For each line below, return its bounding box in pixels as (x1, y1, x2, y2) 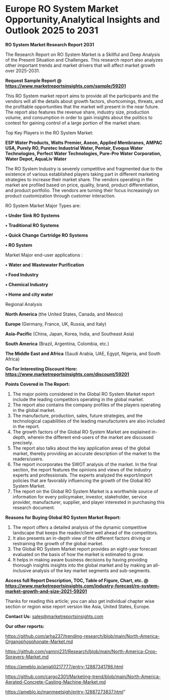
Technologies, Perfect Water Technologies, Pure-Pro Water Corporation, (5, 150, 161, 156)
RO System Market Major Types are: (5, 202, 81, 209)
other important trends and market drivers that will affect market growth (5, 62, 156, 68)
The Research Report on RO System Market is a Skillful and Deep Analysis (5, 51, 160, 58)
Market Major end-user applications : (5, 251, 83, 258)
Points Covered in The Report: (5, 381, 70, 387)
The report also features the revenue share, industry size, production (5, 109, 150, 115)
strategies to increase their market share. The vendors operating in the (5, 176, 153, 182)
